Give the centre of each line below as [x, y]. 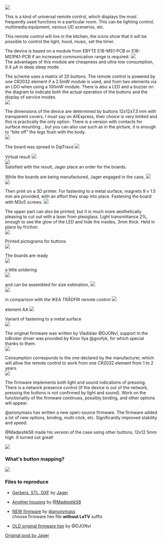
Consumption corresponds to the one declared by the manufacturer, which [80, 358]
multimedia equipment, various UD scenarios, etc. [55, 27]
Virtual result [18, 157]
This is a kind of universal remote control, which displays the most [71, 17]
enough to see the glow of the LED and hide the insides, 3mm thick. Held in [80, 222]
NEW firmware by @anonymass [44, 511]
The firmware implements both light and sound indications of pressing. [75, 382]
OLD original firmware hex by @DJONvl [51, 526]
